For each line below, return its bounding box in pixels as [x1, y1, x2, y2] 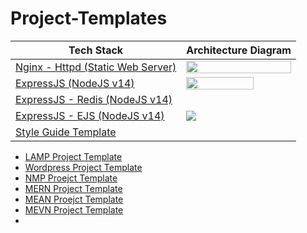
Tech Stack [68, 43, 124, 57]
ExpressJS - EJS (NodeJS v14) [15, 108, 165, 122]
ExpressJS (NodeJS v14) [15, 76, 135, 90]
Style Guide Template [15, 125, 117, 139]
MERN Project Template [24, 182, 123, 194]
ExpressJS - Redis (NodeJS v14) [15, 92, 173, 106]
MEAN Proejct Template [24, 193, 124, 205]
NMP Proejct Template [24, 172, 118, 184]
